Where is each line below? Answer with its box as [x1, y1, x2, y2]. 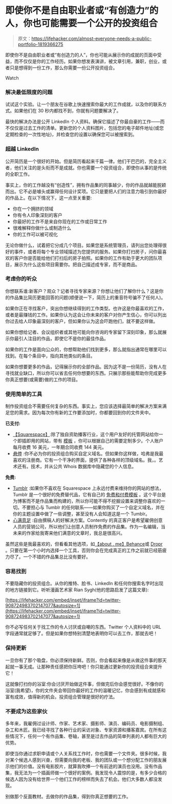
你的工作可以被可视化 [12, 231, 58, 237]
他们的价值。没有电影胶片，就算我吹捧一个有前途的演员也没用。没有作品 [9, 763, 162, 770]
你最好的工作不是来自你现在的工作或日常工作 [12, 218, 107, 225]
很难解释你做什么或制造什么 [12, 225, 72, 231]
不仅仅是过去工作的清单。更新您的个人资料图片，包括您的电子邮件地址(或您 [5, 125, 164, 131]
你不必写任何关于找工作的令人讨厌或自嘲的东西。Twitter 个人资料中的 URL [5, 624, 161, 630]
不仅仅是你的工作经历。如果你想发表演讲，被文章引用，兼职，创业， [18, 58, 162, 64]
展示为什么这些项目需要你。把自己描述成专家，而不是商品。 [14, 261, 140, 267]
